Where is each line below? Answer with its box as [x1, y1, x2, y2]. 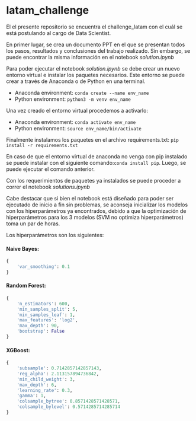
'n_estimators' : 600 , [17, 301, 70, 307]
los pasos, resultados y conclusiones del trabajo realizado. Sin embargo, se [6, 47, 191, 54]
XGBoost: [6, 346, 31, 353]
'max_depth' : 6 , [17, 382, 57, 388]
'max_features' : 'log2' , [17, 317, 78, 323]
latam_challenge [6, 4, 89, 17]
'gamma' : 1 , [17, 393, 46, 399]
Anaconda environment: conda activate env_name [14, 118, 136, 125]
